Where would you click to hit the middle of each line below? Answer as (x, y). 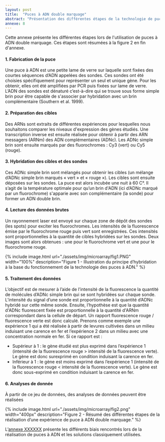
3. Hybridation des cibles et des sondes (46, 161)
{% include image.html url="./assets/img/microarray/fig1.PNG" (68, 257)
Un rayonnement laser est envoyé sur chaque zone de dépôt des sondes (79, 221)
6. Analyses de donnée (29, 383)
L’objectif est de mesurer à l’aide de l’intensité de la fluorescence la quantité (82, 290)
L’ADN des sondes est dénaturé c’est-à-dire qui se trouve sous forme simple (82, 91)
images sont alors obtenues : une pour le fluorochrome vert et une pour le (80, 242)
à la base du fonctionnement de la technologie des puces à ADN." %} (75, 267)
